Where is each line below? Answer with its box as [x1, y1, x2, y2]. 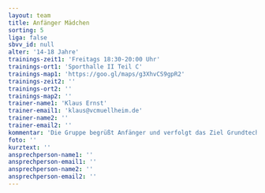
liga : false [8, 33, 47, 42]
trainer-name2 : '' [8, 114, 69, 122]
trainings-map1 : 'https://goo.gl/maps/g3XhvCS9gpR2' [8, 70, 185, 78]
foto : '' [8, 135, 37, 144]
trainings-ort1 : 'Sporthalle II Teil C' [8, 63, 144, 71]
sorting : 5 [8, 26, 44, 34]
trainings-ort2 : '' [8, 84, 73, 93]
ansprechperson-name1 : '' [8, 150, 93, 158]
